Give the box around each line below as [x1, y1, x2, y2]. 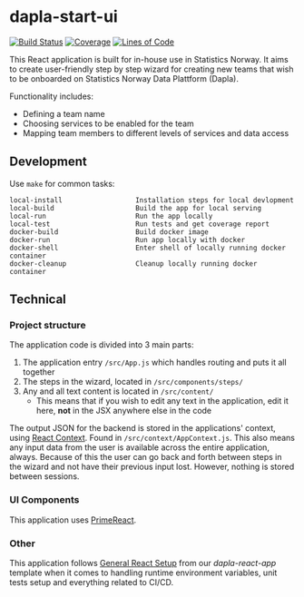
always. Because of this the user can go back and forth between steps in [9, 452, 282, 463]
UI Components [9, 494, 80, 506]
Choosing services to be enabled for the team [22, 118, 195, 129]
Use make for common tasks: [9, 178, 115, 189]
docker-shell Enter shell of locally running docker [9, 243, 286, 252]
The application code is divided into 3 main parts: [9, 339, 194, 350]
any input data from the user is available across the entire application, [9, 442, 270, 453]
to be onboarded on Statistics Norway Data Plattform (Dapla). [9, 73, 239, 83]
